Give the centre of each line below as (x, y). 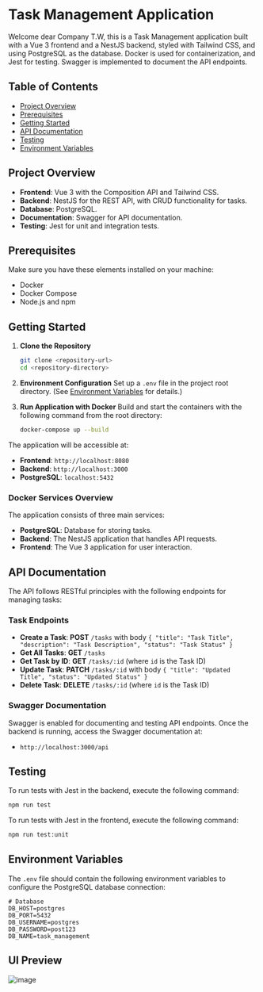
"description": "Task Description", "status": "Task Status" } (126, 645)
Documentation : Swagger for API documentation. (101, 217)
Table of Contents (53, 87)
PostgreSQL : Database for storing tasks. (86, 530)
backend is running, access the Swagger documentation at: (105, 731)
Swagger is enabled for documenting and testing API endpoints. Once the (128, 722)
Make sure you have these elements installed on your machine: (111, 270)
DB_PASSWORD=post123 (42, 929)
